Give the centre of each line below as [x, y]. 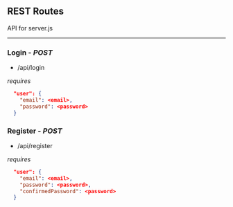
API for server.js [30, 28]
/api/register [35, 145]
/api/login [31, 68]
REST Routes [36, 11]
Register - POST [35, 131]
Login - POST [30, 53]
